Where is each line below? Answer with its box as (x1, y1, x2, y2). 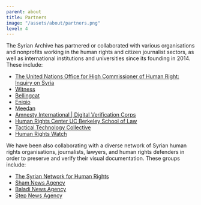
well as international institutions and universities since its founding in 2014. (6, 55, 191, 62)
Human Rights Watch (14, 130, 67, 138)
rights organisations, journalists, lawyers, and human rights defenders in (6, 148, 185, 156)
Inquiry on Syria (14, 79, 55, 87)
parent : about (6, 8, 42, 15)
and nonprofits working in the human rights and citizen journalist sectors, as (6, 49, 194, 56)
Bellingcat (14, 92, 40, 99)
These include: (6, 61, 43, 69)
